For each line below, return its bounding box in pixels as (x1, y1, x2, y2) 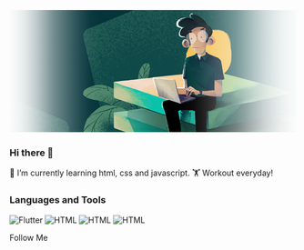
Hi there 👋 (9, 146, 55, 159)
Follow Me (9, 232, 48, 243)
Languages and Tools (9, 194, 106, 206)
